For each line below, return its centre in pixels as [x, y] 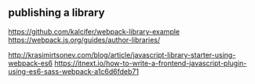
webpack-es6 [31, 63]
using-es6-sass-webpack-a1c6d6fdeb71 [74, 71]
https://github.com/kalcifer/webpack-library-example [94, 31]
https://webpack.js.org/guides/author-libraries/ [84, 40]
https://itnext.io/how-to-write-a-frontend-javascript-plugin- [151, 63]
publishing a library [56, 13]
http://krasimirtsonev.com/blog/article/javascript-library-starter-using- [122, 54]
